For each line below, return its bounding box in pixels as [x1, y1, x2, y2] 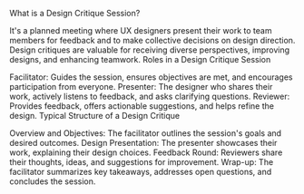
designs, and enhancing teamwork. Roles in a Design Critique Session [9, 54, 271, 64]
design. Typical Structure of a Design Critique [9, 111, 180, 121]
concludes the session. [9, 176, 96, 187]
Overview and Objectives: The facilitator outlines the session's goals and [9, 128, 282, 139]
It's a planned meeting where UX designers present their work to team [9, 25, 272, 35]
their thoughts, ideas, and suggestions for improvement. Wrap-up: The [9, 157, 274, 167]
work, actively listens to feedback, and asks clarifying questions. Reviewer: [9, 91, 290, 102]
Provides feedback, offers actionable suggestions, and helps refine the [9, 101, 275, 112]
